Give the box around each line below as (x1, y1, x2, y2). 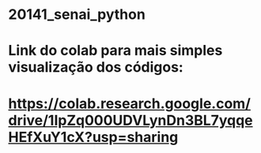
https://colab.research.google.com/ (8, 95, 252, 112)
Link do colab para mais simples (8, 42, 223, 60)
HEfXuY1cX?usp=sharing (8, 128, 179, 146)
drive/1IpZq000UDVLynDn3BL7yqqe (8, 111, 253, 129)
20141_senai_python (8, 6, 146, 24)
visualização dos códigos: (8, 58, 183, 76)
